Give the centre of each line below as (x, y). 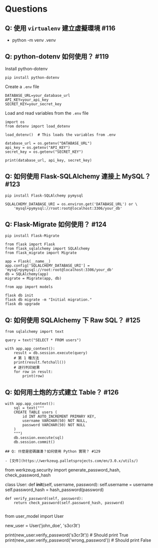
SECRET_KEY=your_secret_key (33, 104)
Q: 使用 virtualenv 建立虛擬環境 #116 (60, 28)
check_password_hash (28, 475)
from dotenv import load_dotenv (38, 126)
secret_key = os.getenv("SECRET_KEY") (44, 152)
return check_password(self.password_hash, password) (69, 503)
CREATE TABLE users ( (35, 412)
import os (15, 122)
